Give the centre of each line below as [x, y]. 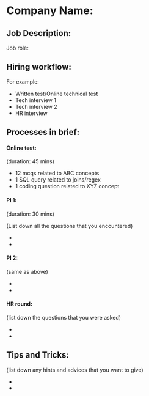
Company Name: [50, 11]
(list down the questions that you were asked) [64, 318]
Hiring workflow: [39, 67]
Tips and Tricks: [38, 355]
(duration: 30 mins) [31, 214]
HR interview [31, 113]
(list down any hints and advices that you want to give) [75, 370]
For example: [23, 82]
